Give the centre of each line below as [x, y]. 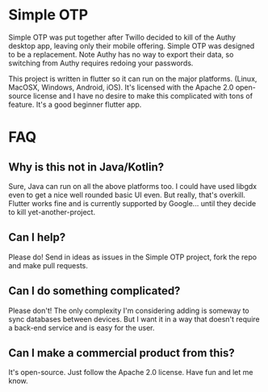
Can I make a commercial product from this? [122, 353]
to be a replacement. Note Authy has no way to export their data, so [121, 54]
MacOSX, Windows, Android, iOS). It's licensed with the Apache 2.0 [121, 87]
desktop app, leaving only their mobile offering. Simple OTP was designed [132, 45]
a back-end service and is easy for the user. [82, 327]
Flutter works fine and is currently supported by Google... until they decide [132, 203]
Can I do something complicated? [94, 291]
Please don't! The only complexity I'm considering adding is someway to [129, 310]
